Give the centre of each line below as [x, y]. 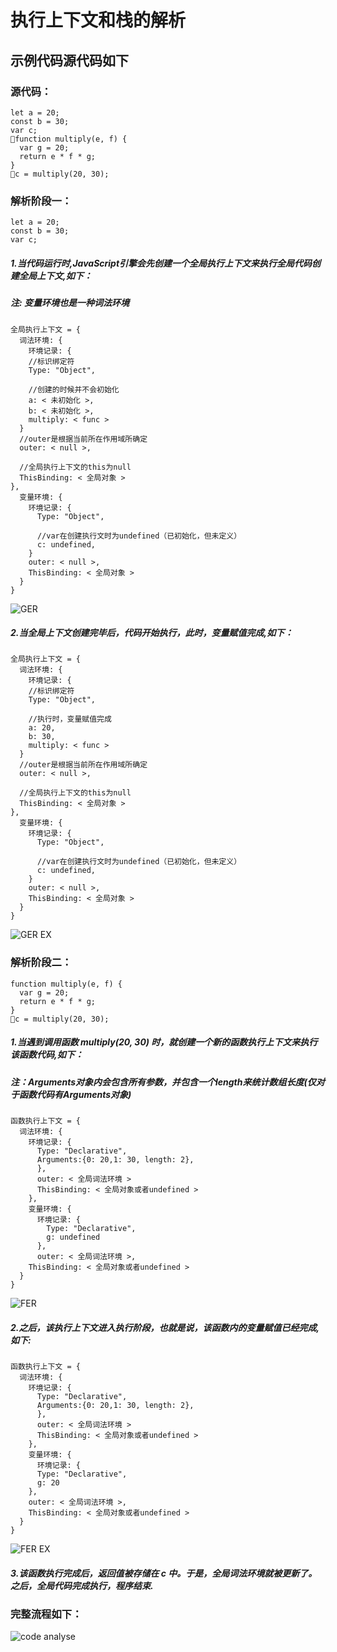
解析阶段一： [41, 201]
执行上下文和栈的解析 [98, 20]
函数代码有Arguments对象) [75, 1094]
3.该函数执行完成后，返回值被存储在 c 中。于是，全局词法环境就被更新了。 [164, 1573]
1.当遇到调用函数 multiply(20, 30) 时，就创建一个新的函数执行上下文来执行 [164, 1042]
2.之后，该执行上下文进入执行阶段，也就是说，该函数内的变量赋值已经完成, [165, 1327]
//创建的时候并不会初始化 [74, 389]
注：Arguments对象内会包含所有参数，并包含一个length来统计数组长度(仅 [163, 1082]
